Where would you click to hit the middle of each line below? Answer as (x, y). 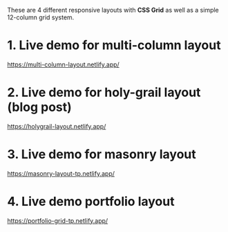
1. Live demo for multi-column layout (114, 45)
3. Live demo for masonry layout (102, 154)
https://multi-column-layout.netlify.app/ (63, 64)
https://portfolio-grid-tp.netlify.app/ (58, 220)
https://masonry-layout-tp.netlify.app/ (61, 173)
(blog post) (40, 107)
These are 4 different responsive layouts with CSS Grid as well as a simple (113, 10)
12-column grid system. (41, 17)
